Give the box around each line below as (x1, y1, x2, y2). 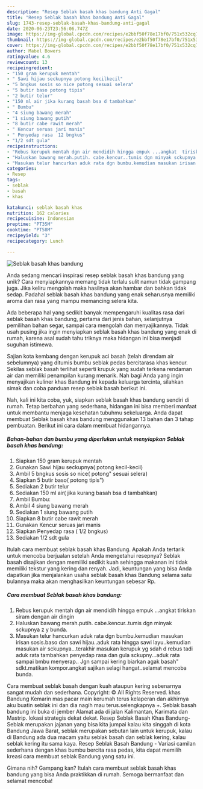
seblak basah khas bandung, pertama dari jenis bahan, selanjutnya (7, 315, 173, 322)
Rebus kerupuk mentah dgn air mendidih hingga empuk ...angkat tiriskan (15, 607, 196, 614)
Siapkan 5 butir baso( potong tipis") (15, 476, 104, 484)
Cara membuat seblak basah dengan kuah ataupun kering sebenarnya (7, 682, 181, 690)
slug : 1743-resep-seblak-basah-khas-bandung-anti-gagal (7, 20, 150, 26)
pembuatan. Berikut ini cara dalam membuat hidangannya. (7, 422, 152, 429)
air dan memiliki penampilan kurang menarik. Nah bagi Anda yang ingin (7, 372, 184, 379)
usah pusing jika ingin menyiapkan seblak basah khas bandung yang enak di (7, 328, 197, 335)
